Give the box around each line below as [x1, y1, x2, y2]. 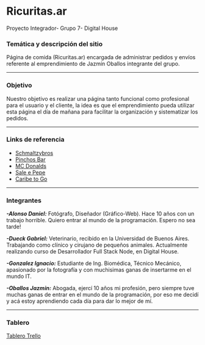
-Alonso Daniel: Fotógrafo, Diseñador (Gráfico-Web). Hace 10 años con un [6, 210, 195, 217]
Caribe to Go [15, 175, 48, 183]
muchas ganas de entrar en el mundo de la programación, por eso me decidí [6, 291, 199, 299]
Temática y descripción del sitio [6, 40, 103, 48]
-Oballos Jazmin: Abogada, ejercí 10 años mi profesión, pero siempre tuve [6, 285, 195, 292]
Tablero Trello [6, 332, 41, 340]
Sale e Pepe [15, 169, 46, 176]
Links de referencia [6, 136, 65, 144]
